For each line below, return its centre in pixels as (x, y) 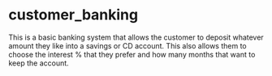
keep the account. (39, 63)
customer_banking (73, 15)
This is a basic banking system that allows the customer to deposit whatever (136, 37)
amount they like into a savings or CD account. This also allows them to (127, 45)
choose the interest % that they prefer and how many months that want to (132, 54)
